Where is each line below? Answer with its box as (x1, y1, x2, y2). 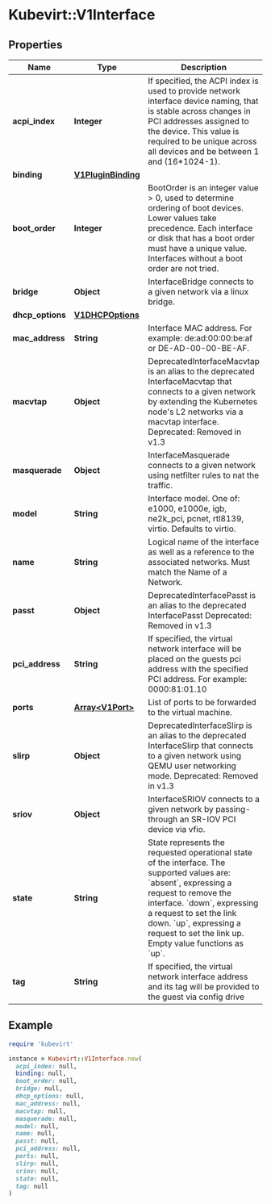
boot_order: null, (15, 1077, 78, 1085)
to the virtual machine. (148, 707, 232, 717)
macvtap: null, (15, 1107, 67, 1115)
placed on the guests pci (148, 654, 242, 664)
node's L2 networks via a (148, 406, 244, 417)
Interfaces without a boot (148, 253, 244, 264)
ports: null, (15, 1152, 60, 1160)
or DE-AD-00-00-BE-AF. (148, 343, 250, 353)
